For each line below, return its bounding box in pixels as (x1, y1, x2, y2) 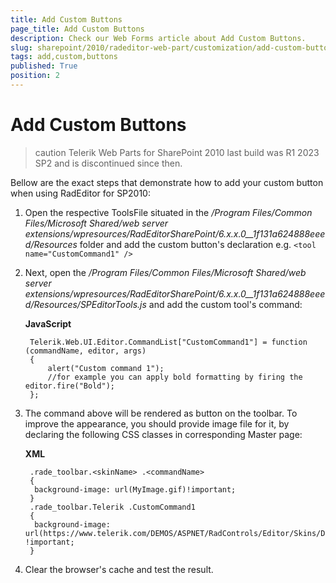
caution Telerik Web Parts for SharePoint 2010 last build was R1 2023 (34, 146, 320, 158)
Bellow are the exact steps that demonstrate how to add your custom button (10, 176, 324, 188)
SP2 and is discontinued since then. (34, 157, 183, 169)
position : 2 (10, 71, 60, 81)
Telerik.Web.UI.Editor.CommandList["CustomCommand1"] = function (29, 337, 308, 347)
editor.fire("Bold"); (24, 381, 115, 391)
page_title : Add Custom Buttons (10, 24, 145, 34)
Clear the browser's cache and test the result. (24, 563, 214, 575)
